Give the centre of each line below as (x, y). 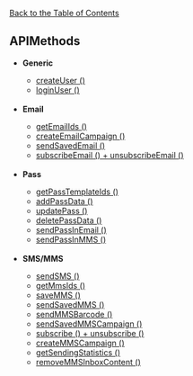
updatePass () (61, 210)
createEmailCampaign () (80, 136)
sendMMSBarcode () (74, 314)
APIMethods (45, 41)
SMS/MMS (43, 258)
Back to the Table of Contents (64, 13)
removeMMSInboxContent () (88, 362)
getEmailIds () (61, 126)
